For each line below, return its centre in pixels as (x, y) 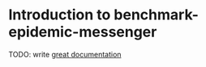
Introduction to (60, 15)
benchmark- (156, 15)
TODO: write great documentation (65, 54)
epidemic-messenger (83, 32)
